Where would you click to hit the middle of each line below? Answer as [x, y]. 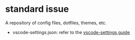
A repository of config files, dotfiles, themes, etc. [56, 23]
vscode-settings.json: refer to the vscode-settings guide [71, 32]
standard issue [37, 9]
